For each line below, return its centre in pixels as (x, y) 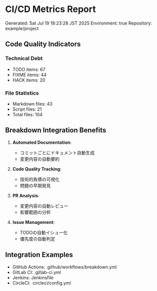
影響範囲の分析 (35, 212)
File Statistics (22, 93)
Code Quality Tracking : (37, 169)
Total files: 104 (27, 114)
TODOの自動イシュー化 (44, 232)
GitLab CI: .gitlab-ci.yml (37, 272)
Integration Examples (39, 255)
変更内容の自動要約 (40, 159)
